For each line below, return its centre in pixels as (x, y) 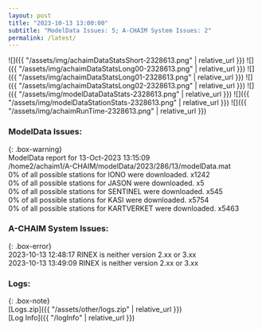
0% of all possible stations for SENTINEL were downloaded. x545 (115, 191)
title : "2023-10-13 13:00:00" (59, 23)
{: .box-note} (29, 301)
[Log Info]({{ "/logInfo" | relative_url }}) (72, 318)
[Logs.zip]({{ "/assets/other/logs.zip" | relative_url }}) (95, 309)
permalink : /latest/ (43, 38)
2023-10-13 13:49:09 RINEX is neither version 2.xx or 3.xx (104, 262)
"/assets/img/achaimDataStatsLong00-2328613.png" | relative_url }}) (132, 69)
